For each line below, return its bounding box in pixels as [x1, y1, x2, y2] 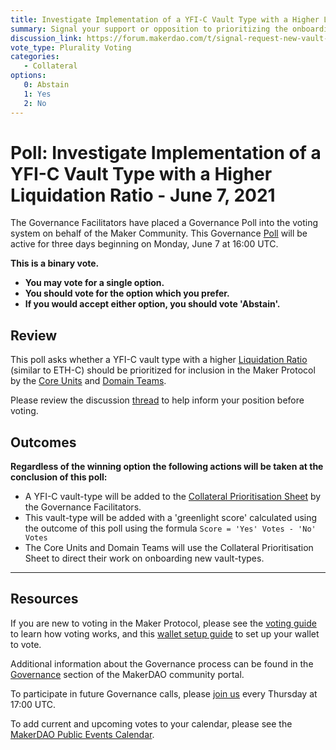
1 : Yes [23, 89, 52, 99]
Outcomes [10, 434, 77, 451]
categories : [10, 52, 60, 62]
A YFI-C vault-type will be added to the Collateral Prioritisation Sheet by [24, 491, 322, 503]
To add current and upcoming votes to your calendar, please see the [10, 717, 293, 730]
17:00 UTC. [10, 698, 57, 710]
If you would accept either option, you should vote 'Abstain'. [24, 298, 281, 310]
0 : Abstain [23, 80, 70, 90]
